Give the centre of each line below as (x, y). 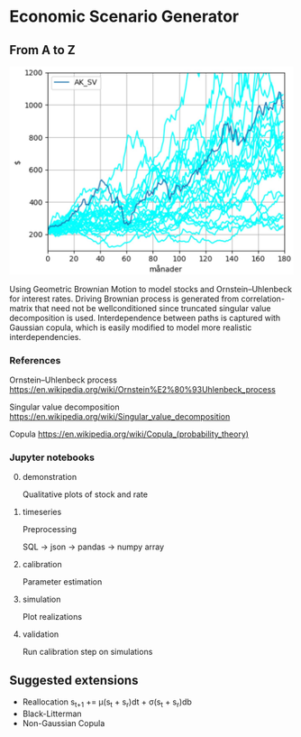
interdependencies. (46, 336)
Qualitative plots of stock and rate (85, 494)
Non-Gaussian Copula (64, 723)
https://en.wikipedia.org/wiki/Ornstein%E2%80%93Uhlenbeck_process (143, 389)
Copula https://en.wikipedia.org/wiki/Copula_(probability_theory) (129, 434)
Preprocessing (50, 530)
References (35, 360)
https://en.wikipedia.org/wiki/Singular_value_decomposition (120, 416)
